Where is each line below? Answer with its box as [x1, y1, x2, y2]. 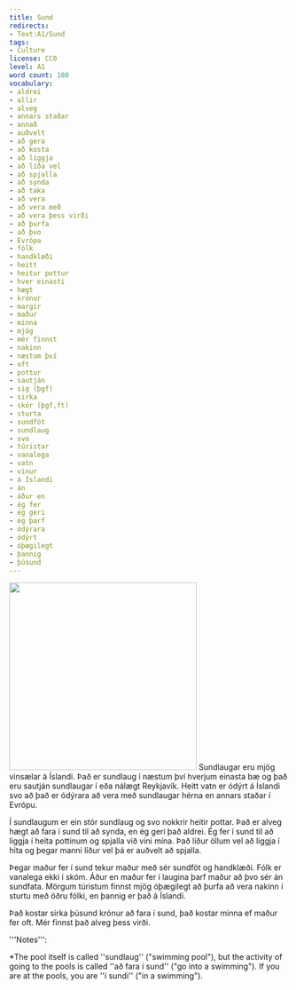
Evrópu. [9, 800, 38, 811]
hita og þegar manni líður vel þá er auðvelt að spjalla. [9, 845, 202, 856]
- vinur [9, 467, 38, 476]
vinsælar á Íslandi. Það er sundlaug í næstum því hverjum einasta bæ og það [9, 772, 288, 782]
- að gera [9, 137, 46, 146]
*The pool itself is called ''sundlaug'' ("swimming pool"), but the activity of [9, 952, 283, 962]
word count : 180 [9, 71, 69, 80]
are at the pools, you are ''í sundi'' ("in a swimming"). [9, 970, 204, 981]
